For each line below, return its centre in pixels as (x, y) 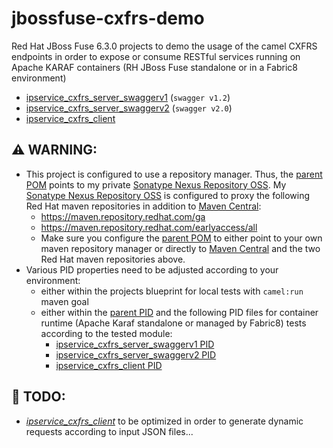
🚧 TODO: (38, 397)
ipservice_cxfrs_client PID (109, 365)
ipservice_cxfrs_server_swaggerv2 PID (136, 354)
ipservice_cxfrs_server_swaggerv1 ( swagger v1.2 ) (128, 97)
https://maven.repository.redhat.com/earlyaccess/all (149, 227)
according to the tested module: (106, 333)
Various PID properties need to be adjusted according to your (152, 269)
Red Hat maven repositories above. (113, 259)
